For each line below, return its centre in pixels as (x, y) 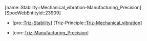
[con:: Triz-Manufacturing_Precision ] (50, 33)
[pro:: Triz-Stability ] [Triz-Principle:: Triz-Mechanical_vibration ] (77, 23)
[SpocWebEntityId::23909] (33, 13)
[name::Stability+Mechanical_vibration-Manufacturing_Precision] (73, 7)
